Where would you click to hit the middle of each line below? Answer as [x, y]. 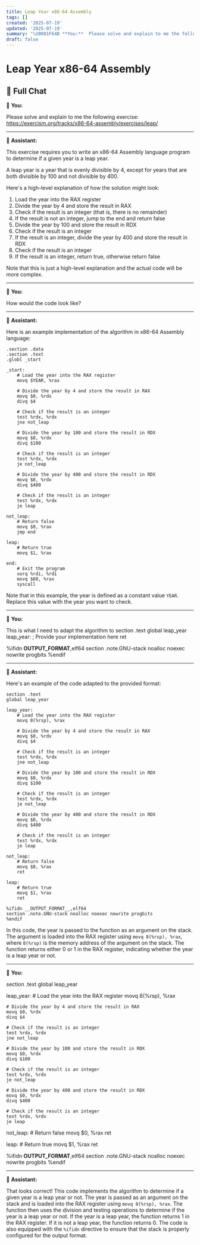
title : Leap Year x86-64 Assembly [49, 12]
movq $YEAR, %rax [38, 380]
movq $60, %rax [36, 579]
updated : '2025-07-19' [34, 28]
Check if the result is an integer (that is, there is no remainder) [91, 212]
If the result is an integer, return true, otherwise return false [87, 256]
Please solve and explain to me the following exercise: [72, 117]
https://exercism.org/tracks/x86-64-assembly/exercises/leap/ [82, 123]
